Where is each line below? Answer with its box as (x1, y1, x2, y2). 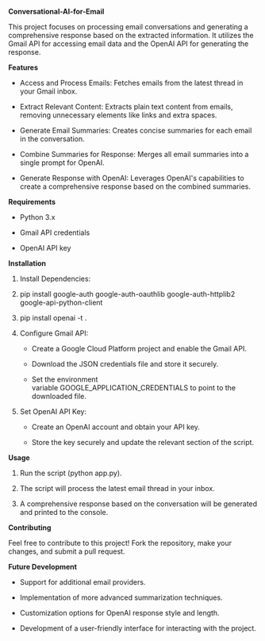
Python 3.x (19, 213, 56, 221)
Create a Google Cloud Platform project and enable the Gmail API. (31, 344, 248, 353)
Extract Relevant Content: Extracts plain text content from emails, (19, 102, 233, 111)
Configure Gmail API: (19, 328, 89, 338)
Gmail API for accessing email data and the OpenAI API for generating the (8, 39, 249, 48)
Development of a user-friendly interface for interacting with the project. (19, 624, 256, 633)
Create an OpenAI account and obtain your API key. (31, 422, 201, 432)
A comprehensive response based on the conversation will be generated (19, 499, 258, 509)
